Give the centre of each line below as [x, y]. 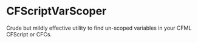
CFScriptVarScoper [56, 11]
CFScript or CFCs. [29, 34]
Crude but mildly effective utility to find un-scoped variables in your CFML [99, 28]
